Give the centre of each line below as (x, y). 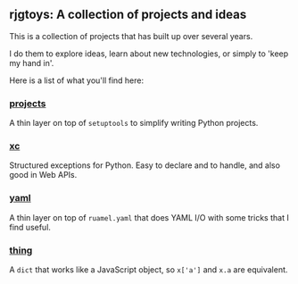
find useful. (30, 227)
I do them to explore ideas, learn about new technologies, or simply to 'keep (149, 54)
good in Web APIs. (43, 175)
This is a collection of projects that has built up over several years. (131, 36)
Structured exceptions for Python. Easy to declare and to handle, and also (145, 165)
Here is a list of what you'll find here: (77, 80)
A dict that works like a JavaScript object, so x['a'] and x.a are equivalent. (149, 270)
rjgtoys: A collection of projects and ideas (128, 15)
